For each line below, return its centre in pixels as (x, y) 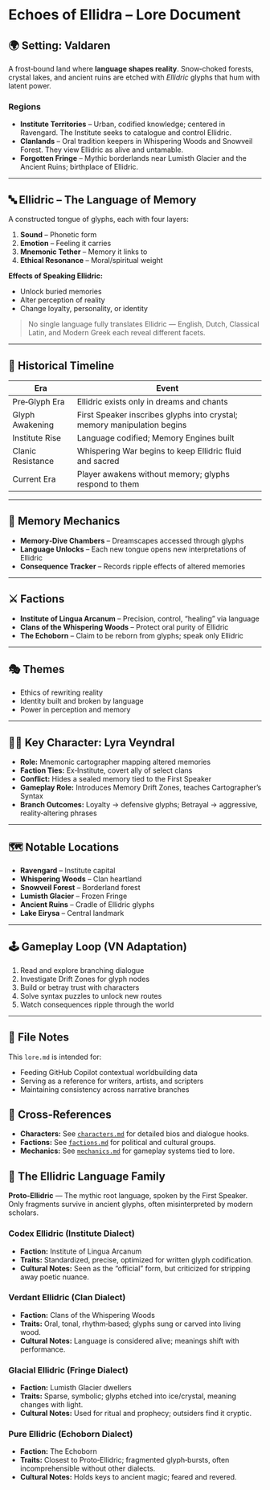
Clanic (25, 450)
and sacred (98, 461)
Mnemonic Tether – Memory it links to (84, 252)
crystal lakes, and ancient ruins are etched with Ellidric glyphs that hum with (134, 77)
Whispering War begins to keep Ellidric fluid (159, 450)
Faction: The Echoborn (59, 1451)
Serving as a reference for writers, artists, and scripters (112, 1081)
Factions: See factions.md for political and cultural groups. (118, 1143)
